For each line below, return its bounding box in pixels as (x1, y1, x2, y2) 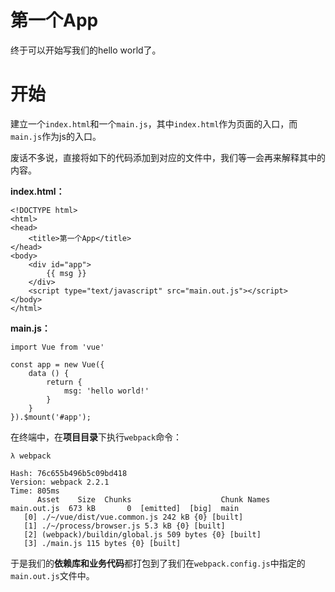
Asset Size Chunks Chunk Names (36, 494, 271, 505)
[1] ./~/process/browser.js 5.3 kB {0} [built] (23, 521, 226, 531)
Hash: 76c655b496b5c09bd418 (10, 468, 128, 478)
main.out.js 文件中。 (10, 569, 95, 581)
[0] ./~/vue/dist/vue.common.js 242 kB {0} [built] (23, 512, 244, 522)
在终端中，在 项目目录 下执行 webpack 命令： (10, 431, 183, 443)
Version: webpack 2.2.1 (10, 477, 110, 487)
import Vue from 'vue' (10, 342, 105, 352)
